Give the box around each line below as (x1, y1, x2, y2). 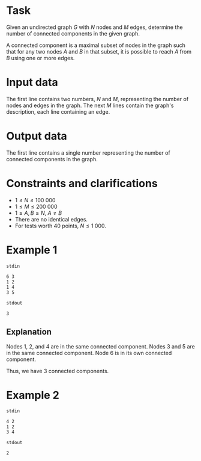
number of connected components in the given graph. (6, 29, 140, 37)
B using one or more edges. (6, 54, 75, 61)
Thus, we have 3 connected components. (6, 367, 109, 374)
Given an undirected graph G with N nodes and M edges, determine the (6, 23, 183, 31)
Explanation (6, 327, 52, 337)
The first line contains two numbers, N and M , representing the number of (6, 95, 189, 102)
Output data (6, 129, 67, 143)
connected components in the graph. (6, 155, 98, 162)
